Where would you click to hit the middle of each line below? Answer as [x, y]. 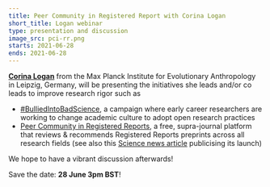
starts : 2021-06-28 [41, 46]
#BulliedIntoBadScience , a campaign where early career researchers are [141, 109]
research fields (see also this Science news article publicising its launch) [141, 143]
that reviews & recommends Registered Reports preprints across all [132, 135]
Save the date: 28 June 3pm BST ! [65, 175]
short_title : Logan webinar [56, 23]
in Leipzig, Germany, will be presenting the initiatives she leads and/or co [130, 85]
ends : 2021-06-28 [38, 53]
